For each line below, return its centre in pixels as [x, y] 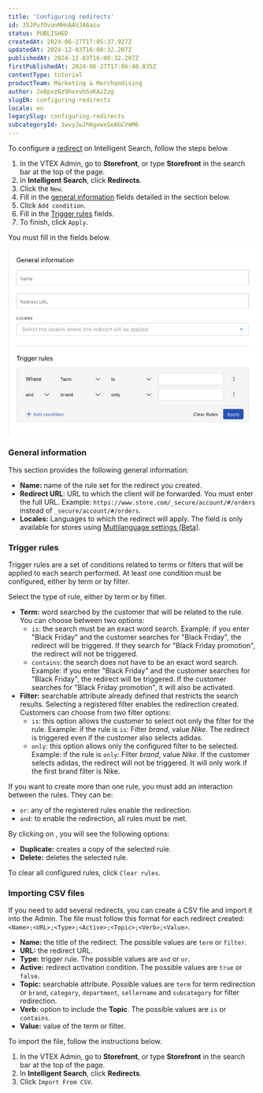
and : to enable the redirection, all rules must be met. [103, 818]
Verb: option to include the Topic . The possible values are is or [123, 1009]
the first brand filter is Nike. [76, 771]
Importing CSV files [46, 893]
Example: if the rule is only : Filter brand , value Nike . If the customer [141, 754]
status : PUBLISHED [38, 33]
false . [30, 976]
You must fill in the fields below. [60, 237]
